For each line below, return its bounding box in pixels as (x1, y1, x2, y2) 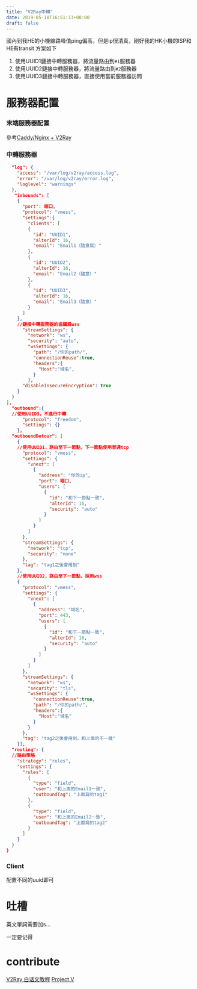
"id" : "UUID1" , (32, 231, 71, 238)
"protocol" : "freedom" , (22, 416, 82, 422)
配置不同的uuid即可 (6, 876, 54, 884)
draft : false (6, 20, 39, 26)
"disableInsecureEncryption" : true (22, 383, 112, 389)
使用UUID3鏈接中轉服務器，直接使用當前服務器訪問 (14, 73, 142, 80)
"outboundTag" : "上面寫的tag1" (32, 791, 108, 798)
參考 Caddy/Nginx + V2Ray (6, 134, 72, 141)
